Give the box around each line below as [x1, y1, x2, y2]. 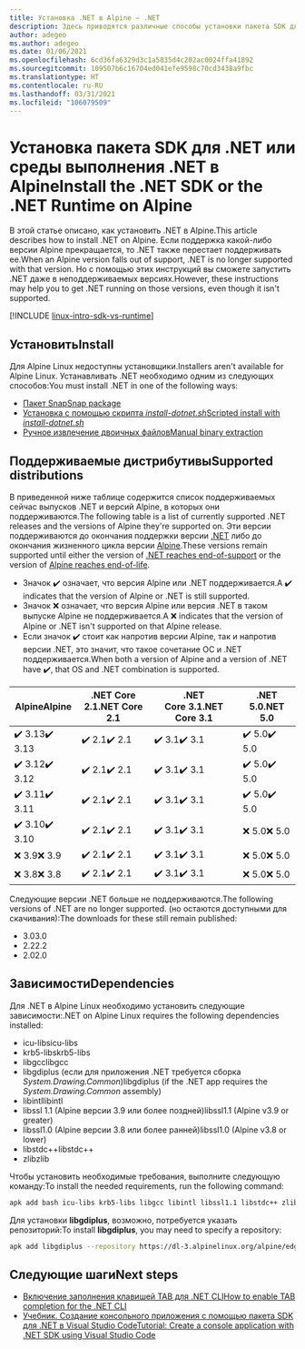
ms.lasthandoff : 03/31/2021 [9, 89, 116, 98]
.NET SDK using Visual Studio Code [22, 1330, 156, 1341]
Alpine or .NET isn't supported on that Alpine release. [22, 620, 222, 631]
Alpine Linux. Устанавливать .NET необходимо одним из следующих [9, 370, 274, 382]
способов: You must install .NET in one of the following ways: [9, 380, 239, 391]
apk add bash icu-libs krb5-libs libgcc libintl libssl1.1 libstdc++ [9, 1198, 279, 1207]
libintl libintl [22, 1095, 64, 1106]
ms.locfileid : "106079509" [9, 97, 112, 107]
